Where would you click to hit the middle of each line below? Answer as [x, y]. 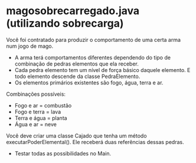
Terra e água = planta [41, 118]
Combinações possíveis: [36, 94]
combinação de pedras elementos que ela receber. [76, 64]
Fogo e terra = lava [37, 112]
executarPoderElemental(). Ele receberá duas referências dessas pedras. [95, 142]
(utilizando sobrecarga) [65, 23]
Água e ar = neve [36, 124]
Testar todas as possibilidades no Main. [63, 153]
